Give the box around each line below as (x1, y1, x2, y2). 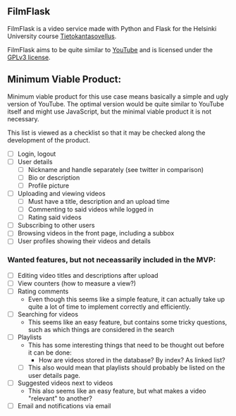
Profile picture (27, 181, 70, 190)
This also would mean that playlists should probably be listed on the (27, 363, 225, 372)
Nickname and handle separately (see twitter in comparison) (27, 165, 204, 173)
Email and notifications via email (17, 402, 111, 410)
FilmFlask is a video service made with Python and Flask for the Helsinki (7, 24, 217, 32)
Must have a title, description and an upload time (27, 197, 170, 205)
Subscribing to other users (17, 221, 95, 230)
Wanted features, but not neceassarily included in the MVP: (7, 255, 216, 265)
